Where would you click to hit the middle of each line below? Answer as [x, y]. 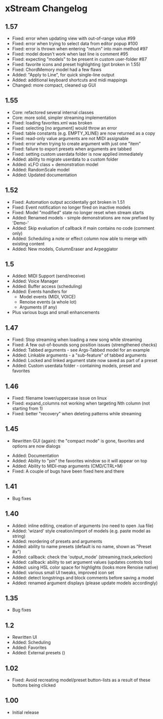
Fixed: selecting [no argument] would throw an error [64, 128]
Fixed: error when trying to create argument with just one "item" [76, 144]
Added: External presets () [39, 653]
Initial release [25, 712]
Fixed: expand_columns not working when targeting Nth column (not [81, 403]
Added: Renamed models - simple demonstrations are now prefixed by [83, 217]
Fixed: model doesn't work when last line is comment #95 [70, 54]
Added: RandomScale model [41, 169]
